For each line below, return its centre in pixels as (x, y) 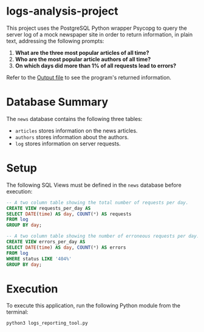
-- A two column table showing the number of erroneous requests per (96, 236)
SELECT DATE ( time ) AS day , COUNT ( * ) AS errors (66, 247)
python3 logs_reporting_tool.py (47, 323)
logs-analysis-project (62, 11)
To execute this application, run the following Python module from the (93, 306)
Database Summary (57, 102)
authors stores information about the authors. (72, 137)
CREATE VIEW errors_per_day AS (46, 242)
